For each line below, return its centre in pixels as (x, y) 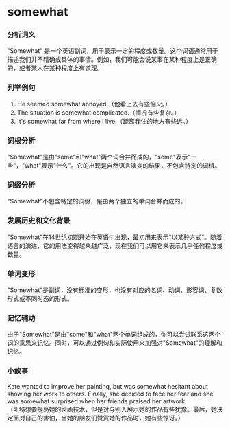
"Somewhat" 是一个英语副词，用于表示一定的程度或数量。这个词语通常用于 (113, 51)
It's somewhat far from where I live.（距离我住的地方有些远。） (104, 121)
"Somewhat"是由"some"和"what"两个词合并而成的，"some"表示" (99, 157)
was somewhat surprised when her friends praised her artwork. (97, 401)
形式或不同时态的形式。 (40, 298)
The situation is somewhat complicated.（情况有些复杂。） (99, 112)
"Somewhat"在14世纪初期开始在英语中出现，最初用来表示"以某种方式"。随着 (115, 237)
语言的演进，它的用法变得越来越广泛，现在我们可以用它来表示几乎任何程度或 (115, 245)
